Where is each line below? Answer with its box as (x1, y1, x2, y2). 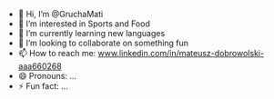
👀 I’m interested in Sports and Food (17, 18, 150, 29)
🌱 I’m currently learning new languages (17, 28, 166, 38)
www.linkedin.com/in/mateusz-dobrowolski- (97, 48, 265, 58)
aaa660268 (17, 61, 62, 72)
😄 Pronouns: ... (17, 71, 77, 81)
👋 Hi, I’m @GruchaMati (17, 9, 104, 19)
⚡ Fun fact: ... (17, 81, 68, 91)
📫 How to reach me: (17, 48, 96, 58)
